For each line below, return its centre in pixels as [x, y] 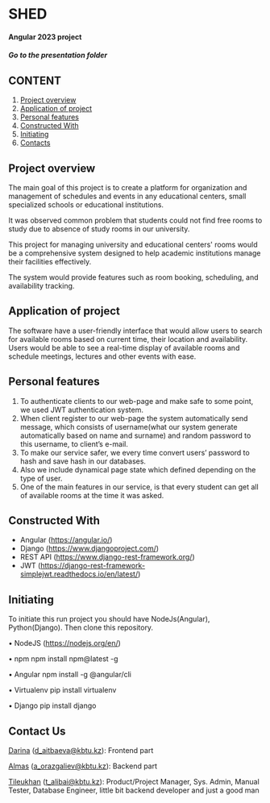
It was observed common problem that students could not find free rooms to [135, 220]
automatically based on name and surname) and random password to [135, 435]
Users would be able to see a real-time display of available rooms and [124, 347]
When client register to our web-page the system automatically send [134, 418]
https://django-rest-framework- [93, 566]
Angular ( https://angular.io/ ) [66, 540]
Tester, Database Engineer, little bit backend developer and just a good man [134, 790]
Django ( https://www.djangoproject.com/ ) [89, 548]
